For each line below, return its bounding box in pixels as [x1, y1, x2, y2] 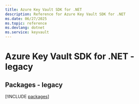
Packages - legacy [5, 81, 63, 89]
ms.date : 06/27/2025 [5, 16, 47, 21]
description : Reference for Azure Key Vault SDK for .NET [5, 12, 126, 17]
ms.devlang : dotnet [5, 25, 45, 30]
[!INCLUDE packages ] [5, 94, 49, 99]
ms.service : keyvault [5, 30, 49, 35]
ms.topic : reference [5, 21, 47, 26]
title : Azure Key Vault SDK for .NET [5, 7, 82, 12]
